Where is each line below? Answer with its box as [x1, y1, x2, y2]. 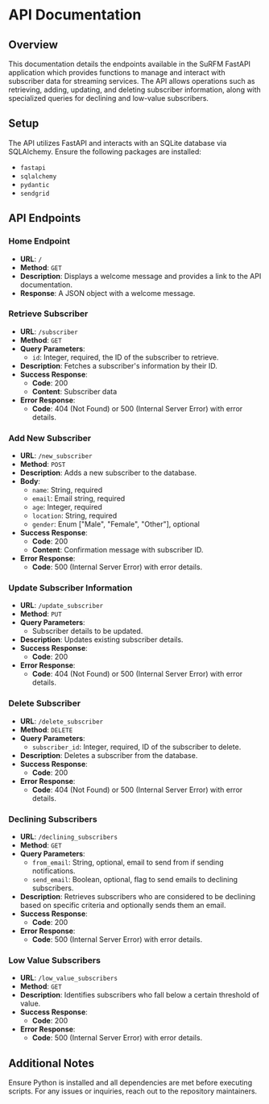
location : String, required [31, 510, 118, 521]
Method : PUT [19, 609, 62, 619]
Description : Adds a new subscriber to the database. [19, 468, 197, 477]
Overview [8, 38, 59, 52]
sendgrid [19, 190, 50, 198]
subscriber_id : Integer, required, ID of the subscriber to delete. [31, 742, 242, 752]
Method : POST [19, 460, 66, 469]
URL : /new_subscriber [19, 451, 93, 460]
